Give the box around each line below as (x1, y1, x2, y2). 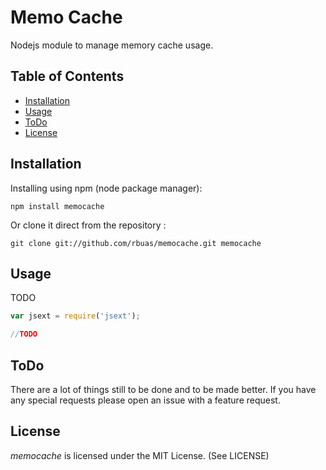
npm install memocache (10, 201, 105, 211)
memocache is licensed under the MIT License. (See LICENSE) (10, 449, 270, 461)
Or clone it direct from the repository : (10, 219, 167, 231)
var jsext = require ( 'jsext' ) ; (10, 311, 141, 321)
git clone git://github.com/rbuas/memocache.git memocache (10, 238, 262, 248)
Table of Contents (10, 68, 125, 85)
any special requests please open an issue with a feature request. (10, 394, 281, 406)
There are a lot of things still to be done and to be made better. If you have (10, 383, 317, 395)
